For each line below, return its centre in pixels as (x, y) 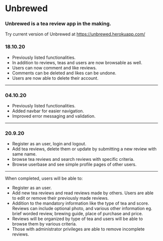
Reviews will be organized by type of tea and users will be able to (77, 219)
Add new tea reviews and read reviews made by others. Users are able (83, 193)
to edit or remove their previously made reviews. (60, 198)
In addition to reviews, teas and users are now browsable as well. (77, 62)
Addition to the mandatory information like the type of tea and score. (81, 203)
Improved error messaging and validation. (54, 116)
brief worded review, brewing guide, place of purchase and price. (77, 214)
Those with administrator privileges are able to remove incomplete (78, 229)
